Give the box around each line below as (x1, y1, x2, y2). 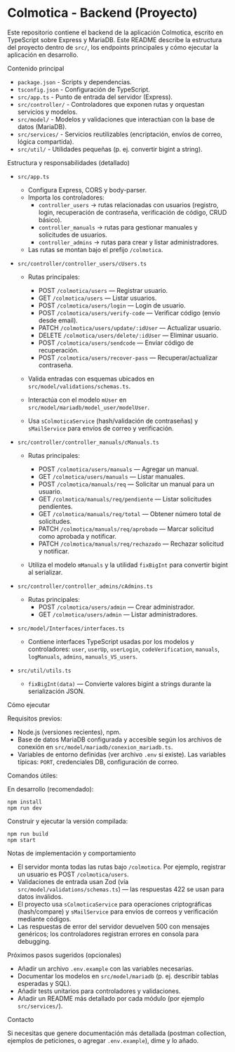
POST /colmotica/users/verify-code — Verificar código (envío (38, 308, 221, 317)
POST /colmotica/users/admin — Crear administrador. (38, 603, 195, 611)
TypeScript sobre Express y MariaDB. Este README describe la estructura (7, 35, 222, 44)
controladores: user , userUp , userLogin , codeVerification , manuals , (27, 645, 220, 653)
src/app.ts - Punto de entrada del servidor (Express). (17, 93, 173, 101)
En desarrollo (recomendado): (7, 784, 94, 793)
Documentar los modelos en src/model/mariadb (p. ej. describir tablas (17, 971, 219, 980)
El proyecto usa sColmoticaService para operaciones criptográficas (17, 900, 213, 908)
